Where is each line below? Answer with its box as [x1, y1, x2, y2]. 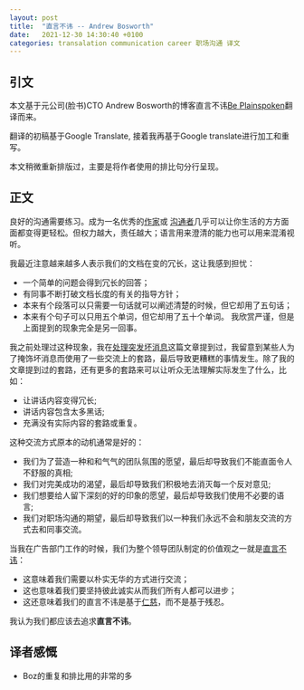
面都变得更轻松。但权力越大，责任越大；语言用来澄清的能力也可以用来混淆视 [9, 227, 295, 238]
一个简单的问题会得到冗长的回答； [22, 277, 150, 288]
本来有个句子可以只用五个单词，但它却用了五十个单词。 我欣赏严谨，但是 [22, 311, 295, 321]
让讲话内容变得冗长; [22, 395, 98, 406]
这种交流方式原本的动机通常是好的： [9, 436, 145, 447]
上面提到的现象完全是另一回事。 [22, 322, 142, 333]
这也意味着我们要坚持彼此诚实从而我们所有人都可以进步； [22, 585, 237, 596]
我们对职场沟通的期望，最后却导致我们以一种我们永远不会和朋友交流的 [22, 513, 285, 523]
